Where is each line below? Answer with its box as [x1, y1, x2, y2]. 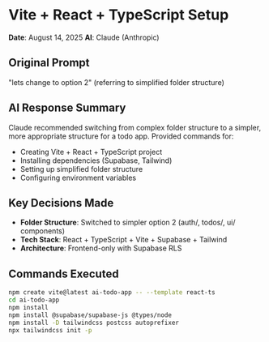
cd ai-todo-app [8, 296, 60, 305]
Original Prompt [8, 56, 91, 70]
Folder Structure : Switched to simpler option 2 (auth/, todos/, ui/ [19, 217, 236, 228]
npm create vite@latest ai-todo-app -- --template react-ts [8, 289, 216, 297]
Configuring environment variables [19, 173, 136, 182]
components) [19, 226, 66, 236]
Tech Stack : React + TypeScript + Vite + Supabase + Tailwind [19, 235, 228, 245]
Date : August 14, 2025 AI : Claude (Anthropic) [8, 32, 160, 42]
